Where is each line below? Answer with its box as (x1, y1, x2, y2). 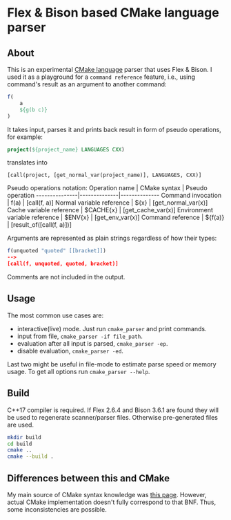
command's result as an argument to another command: (7, 80, 167, 88)
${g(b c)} (19, 106, 48, 113)
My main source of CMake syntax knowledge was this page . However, (7, 490, 207, 499)
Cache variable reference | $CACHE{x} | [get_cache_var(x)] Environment (7, 206, 214, 214)
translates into (7, 158, 48, 167)
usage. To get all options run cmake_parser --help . (7, 367, 150, 375)
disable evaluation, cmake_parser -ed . (17, 346, 124, 355)
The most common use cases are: (7, 311, 104, 319)
